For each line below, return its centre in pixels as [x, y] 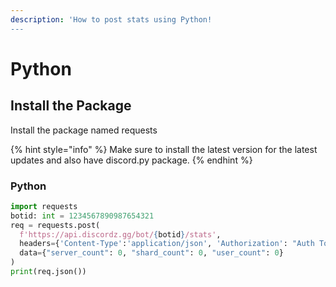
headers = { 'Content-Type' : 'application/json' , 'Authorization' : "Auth [167, 244]
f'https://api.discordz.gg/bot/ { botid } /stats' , [120, 234]
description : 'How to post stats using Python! [111, 19]
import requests [44, 206]
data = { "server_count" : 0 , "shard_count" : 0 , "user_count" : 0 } [151, 253]
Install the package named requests [84, 130]
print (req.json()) [48, 272]
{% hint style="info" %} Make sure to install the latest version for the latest [164, 149]
